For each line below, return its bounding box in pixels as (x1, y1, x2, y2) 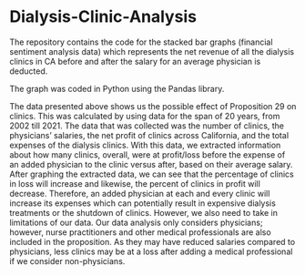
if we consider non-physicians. (9, 255, 126, 266)
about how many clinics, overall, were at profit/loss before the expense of (9, 148, 286, 160)
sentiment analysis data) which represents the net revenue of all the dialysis (9, 46, 294, 56)
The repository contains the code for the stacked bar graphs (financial (9, 36, 273, 47)
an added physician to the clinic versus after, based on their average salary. (9, 158, 293, 169)
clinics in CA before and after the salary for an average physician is (9, 56, 261, 66)
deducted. (9, 66, 48, 77)
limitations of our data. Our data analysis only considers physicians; (9, 217, 263, 228)
